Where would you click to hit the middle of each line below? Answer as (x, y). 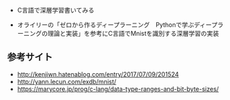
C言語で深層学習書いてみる (56, 10)
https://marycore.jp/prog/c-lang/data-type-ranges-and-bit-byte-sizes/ (118, 89)
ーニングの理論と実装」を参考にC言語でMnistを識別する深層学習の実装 (118, 33)
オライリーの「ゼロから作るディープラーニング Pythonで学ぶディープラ (120, 25)
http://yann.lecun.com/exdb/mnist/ (67, 81)
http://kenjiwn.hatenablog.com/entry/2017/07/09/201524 (98, 74)
